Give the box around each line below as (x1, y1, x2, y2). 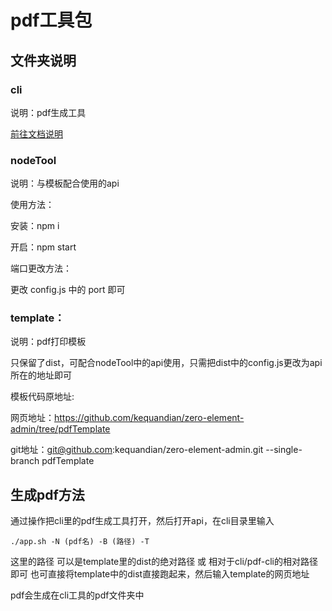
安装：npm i (10, 220, 60, 232)
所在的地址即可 (10, 369, 72, 381)
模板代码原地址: (10, 391, 75, 403)
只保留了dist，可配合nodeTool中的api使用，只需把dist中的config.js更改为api (10, 357, 323, 369)
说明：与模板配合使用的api (10, 177, 120, 190)
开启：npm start (10, 241, 77, 253)
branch (10, 455, 40, 467)
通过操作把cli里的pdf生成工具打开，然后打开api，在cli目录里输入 (10, 515, 275, 527)
